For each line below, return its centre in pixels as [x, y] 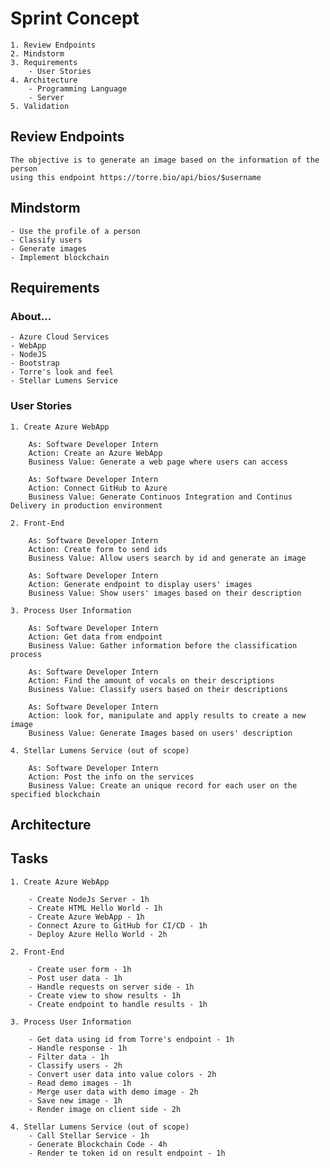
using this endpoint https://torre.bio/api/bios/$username [136, 177]
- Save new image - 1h [75, 1100]
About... [31, 316]
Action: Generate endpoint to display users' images [140, 584]
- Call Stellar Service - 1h [89, 1135]
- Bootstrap [35, 363]
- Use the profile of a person [75, 231]
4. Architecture [44, 80]
